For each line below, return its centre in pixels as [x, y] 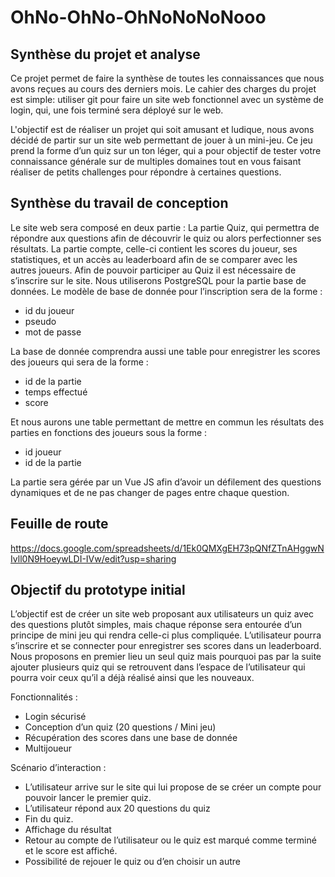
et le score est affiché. [71, 851]
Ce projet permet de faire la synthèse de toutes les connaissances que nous [167, 78]
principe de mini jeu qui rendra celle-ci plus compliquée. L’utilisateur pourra [166, 635]
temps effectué [56, 392]
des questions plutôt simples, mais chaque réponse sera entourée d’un [156, 625]
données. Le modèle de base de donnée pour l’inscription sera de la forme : [166, 291]
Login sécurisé [55, 717]
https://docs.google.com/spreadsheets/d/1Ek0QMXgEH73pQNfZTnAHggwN [167, 548]
